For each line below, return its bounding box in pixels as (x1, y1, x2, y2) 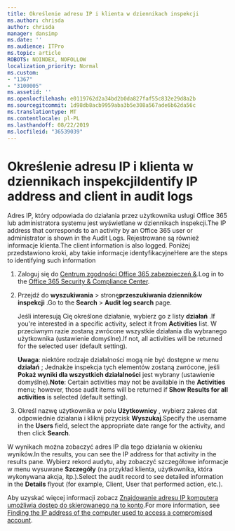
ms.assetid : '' (7, 89, 52, 96)
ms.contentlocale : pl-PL (7, 115, 80, 122)
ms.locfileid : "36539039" (7, 128, 83, 135)
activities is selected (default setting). (17, 393, 128, 402)
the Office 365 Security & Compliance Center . (17, 277, 150, 286)
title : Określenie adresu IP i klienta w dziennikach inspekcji (7, 10, 199, 18)
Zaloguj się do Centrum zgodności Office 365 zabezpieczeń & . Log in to (17, 270, 224, 279)
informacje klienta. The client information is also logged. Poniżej (7, 241, 191, 250)
